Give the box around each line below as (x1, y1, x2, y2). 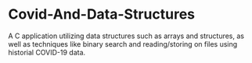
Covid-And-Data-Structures (8, 5, 196, 23)
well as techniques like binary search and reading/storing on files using (8, 39, 238, 48)
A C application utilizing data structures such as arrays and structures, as (8, 31, 245, 40)
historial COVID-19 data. (8, 47, 86, 57)
